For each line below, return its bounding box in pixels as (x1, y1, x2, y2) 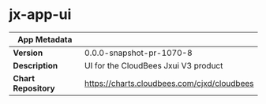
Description (13, 60, 58, 71)
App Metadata (17, 34, 73, 45)
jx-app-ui (9, 6, 72, 24)
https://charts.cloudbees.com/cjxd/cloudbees (84, 77, 254, 88)
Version (13, 47, 43, 58)
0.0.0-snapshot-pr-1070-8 (84, 47, 193, 58)
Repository (13, 83, 55, 94)
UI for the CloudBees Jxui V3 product (84, 60, 223, 71)
